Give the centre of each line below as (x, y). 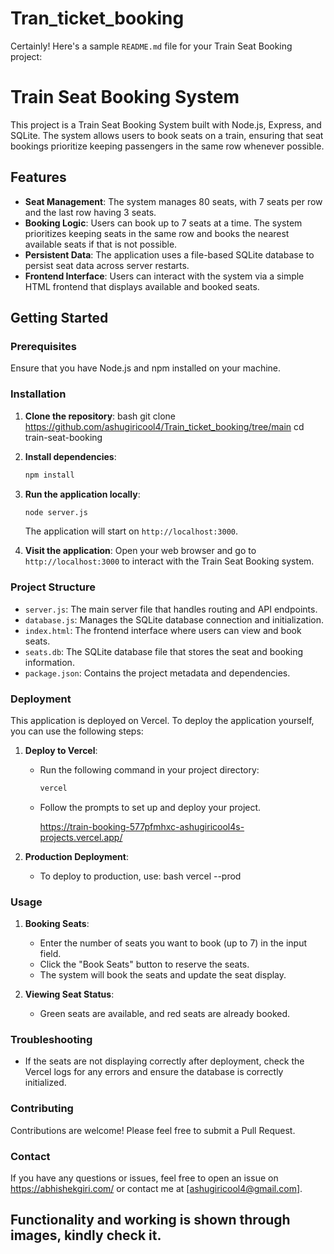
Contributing (42, 1109)
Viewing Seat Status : (69, 994)
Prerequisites (43, 346)
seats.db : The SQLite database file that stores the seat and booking (164, 651)
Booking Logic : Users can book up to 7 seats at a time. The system (163, 223)
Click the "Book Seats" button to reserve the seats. (144, 964)
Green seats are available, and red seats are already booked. (165, 1014)
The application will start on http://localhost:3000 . (131, 531)
